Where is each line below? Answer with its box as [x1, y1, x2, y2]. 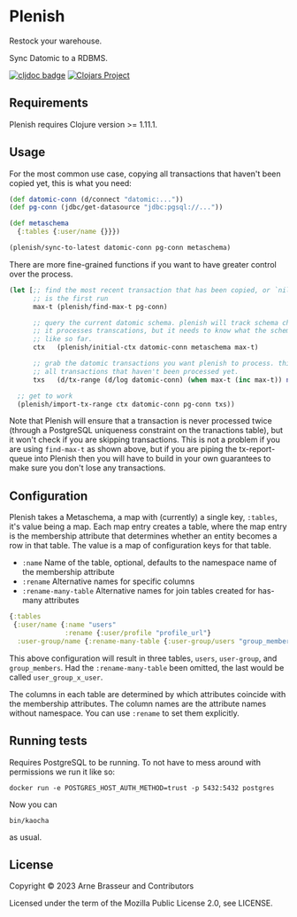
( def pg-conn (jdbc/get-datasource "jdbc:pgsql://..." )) [9, 203, 224, 212]
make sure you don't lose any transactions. [9, 462, 166, 473]
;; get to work [17, 392, 73, 400]
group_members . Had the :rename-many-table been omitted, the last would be [9, 662, 285, 672]
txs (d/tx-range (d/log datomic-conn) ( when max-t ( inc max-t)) [32, 375, 283, 385]
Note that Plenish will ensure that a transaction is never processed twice [9, 416, 272, 426]
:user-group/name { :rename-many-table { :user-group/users [17, 636, 236, 646]
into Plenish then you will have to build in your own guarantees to [34, 454, 271, 464]
